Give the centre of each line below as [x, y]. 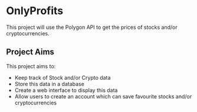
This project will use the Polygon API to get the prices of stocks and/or [92, 27]
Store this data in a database [49, 84]
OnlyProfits [35, 11]
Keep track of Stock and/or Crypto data [63, 77]
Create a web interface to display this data [66, 90]
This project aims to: [31, 66]
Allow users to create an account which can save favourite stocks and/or [103, 96]
